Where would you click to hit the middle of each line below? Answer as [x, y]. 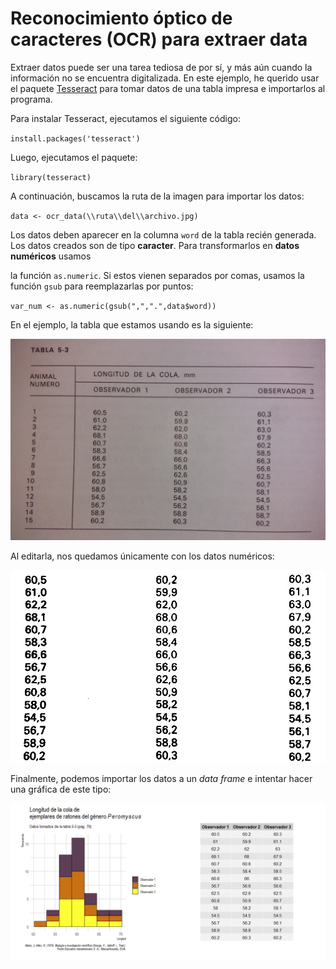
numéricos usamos [51, 256]
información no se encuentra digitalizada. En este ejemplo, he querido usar [165, 78]
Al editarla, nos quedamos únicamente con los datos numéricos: [142, 556]
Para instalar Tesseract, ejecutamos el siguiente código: [125, 118]
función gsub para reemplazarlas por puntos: [102, 286]
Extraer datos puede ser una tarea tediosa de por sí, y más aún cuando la [161, 67]
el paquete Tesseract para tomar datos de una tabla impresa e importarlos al [168, 88]
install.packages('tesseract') [75, 138]
